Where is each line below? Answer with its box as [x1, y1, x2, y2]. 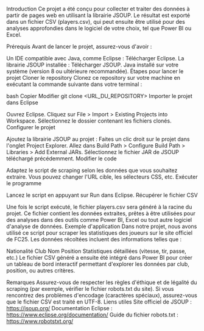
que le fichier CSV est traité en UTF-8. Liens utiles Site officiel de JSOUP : [6, 298, 192, 305]
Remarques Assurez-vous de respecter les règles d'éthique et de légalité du [6, 279, 197, 286]
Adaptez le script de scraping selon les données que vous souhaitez [6, 167, 178, 174]
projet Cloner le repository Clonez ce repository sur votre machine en [6, 74, 181, 81]
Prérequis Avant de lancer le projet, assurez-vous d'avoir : [6, 43, 152, 50]
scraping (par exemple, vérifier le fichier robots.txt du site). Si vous [6, 285, 174, 292]
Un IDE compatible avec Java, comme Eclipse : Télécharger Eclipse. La [6, 55, 185, 62]
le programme [6, 180, 41, 187]
